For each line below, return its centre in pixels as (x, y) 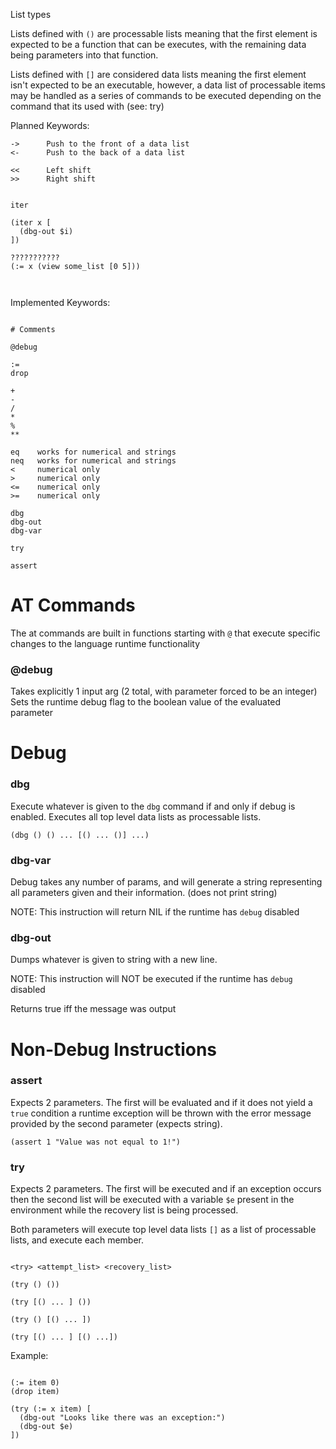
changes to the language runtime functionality (105, 643)
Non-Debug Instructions (114, 1049)
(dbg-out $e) (46, 1427)
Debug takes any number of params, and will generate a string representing (166, 882)
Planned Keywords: (50, 125)
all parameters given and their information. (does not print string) (144, 893)
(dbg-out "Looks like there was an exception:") (122, 1418)
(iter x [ (31, 223)
